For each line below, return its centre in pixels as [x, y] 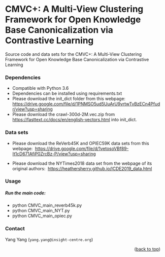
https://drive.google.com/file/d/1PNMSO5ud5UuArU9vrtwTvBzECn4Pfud [86, 104]
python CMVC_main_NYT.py [41, 211]
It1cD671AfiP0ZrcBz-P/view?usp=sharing [54, 153]
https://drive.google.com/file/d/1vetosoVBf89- [82, 148]
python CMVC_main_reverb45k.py [47, 205]
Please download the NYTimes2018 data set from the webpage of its [82, 163]
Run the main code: [25, 193]
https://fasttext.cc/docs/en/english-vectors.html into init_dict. [74, 120]
